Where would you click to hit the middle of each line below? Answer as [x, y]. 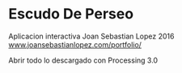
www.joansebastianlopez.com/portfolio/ [75, 44]
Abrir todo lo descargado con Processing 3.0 [83, 60]
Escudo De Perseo [71, 14]
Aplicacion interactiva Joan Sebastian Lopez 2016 [91, 36]
